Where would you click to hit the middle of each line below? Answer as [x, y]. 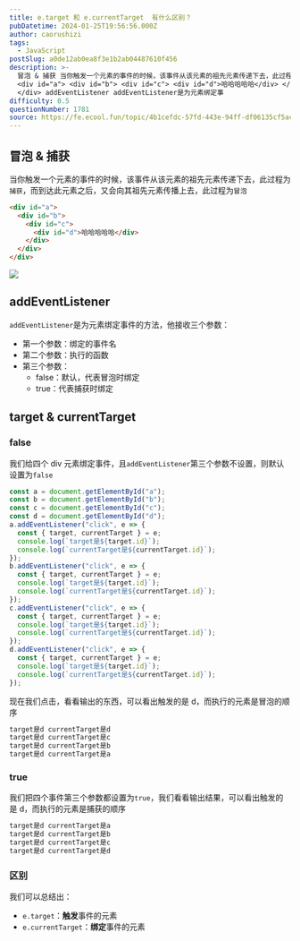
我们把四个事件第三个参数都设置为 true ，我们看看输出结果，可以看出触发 [142, 798]
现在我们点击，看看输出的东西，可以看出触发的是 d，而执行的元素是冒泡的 [146, 701]
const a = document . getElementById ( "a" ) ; [87, 492]
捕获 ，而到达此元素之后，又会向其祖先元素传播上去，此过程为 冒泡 [128, 190]
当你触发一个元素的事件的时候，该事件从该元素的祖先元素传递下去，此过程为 [150, 179]
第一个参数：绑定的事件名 [69, 343]
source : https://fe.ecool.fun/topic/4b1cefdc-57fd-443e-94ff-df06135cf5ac [151, 117]
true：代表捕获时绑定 [74, 388]
